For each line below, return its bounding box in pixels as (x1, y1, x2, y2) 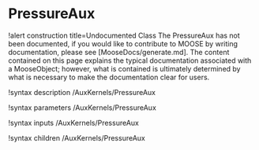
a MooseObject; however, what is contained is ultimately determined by (8, 64, 241, 73)
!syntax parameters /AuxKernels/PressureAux (8, 103, 156, 112)
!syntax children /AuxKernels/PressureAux (8, 133, 146, 142)
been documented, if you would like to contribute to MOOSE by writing (8, 38, 238, 48)
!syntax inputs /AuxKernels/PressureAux (8, 118, 140, 127)
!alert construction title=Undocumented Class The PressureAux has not (8, 31, 241, 40)
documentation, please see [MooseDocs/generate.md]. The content (8, 47, 230, 57)
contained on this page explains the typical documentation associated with (8, 56, 252, 65)
